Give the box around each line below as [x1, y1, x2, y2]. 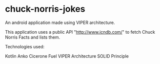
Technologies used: [5, 43, 45, 49]
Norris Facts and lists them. [5, 34, 60, 40]
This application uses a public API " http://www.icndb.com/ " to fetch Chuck [5, 29, 155, 35]
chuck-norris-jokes [5, 3, 85, 15]
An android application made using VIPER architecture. [5, 20, 115, 25]
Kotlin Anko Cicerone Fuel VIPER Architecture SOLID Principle [5, 53, 129, 59]
